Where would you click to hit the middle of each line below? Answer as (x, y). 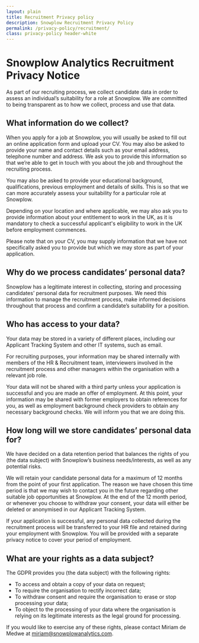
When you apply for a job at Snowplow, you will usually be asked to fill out (96, 137)
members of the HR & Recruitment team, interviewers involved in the (90, 363)
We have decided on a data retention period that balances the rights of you (98, 454)
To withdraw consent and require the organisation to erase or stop (95, 597)
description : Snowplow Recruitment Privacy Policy (70, 23)
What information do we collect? (68, 123)
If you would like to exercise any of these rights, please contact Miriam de (96, 627)
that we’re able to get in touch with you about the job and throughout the (94, 162)
